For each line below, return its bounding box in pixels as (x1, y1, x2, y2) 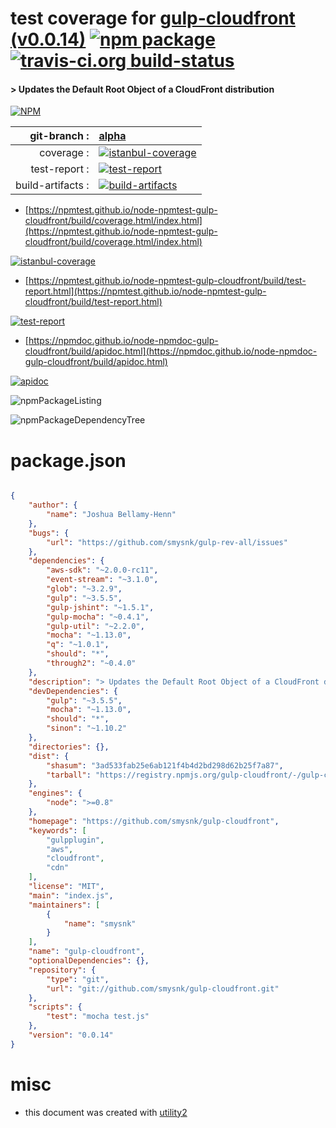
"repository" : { (28, 965, 97, 975)
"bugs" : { (28, 528, 70, 538)
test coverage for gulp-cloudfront (10, 7, 296, 30)
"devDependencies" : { (28, 686, 118, 696)
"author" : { (28, 500, 78, 511)
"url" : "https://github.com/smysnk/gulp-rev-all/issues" (46, 537, 288, 547)
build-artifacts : (15, 178, 90, 192)
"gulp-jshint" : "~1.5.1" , (46, 602, 155, 612)
